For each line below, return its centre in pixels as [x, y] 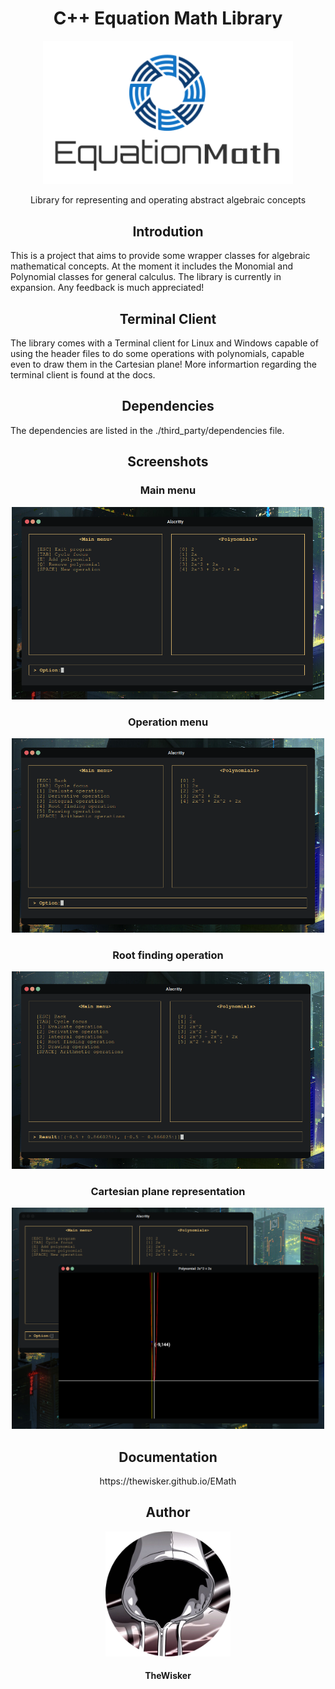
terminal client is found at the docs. [83, 375]
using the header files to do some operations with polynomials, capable [157, 353]
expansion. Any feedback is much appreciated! [107, 288]
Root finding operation [168, 955]
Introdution [168, 231]
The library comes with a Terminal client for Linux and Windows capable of [164, 343]
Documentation [168, 1457]
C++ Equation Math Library [168, 18]
